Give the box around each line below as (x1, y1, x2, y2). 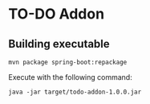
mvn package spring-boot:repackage (8, 58, 128, 66)
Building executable (8, 37, 110, 51)
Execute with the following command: (8, 73, 132, 81)
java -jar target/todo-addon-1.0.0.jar (8, 88, 142, 96)
